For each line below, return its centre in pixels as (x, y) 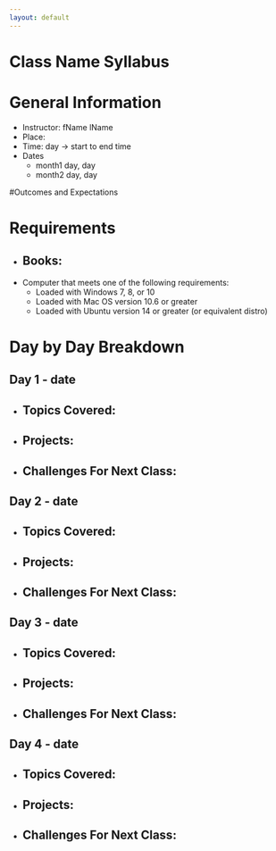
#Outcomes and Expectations (64, 192)
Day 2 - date (44, 501)
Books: (42, 261)
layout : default (39, 17)
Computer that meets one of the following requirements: (125, 282)
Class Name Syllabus (89, 61)
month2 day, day (67, 174)
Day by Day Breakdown (97, 347)
